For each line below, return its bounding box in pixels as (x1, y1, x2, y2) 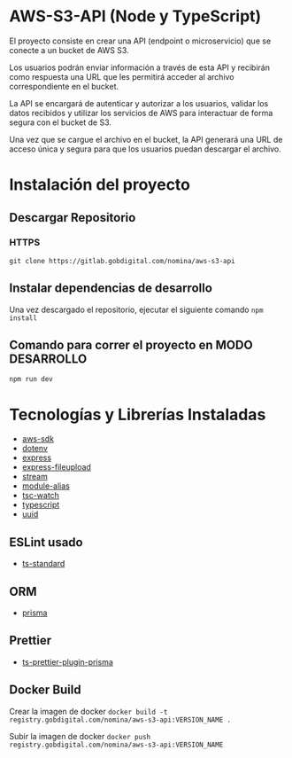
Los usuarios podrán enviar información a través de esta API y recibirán (9, 62, 270, 73)
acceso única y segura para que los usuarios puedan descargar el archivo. (9, 144, 281, 154)
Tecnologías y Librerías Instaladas (9, 404, 266, 425)
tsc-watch (21, 490, 60, 501)
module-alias (21, 481, 71, 491)
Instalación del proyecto (9, 175, 191, 195)
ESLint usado (9, 535, 83, 550)
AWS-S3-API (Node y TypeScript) (9, 6, 262, 27)
